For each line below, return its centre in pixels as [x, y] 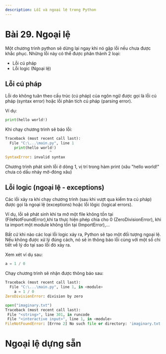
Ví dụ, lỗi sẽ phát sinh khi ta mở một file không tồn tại [59, 214]
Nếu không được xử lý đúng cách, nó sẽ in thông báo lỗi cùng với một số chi [83, 240]
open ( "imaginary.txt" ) [28, 305]
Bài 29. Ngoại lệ [38, 34]
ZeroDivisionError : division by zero [44, 296]
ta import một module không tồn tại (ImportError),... [57, 225]
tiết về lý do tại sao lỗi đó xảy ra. [38, 245]
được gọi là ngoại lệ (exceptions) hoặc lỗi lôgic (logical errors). [69, 205]
